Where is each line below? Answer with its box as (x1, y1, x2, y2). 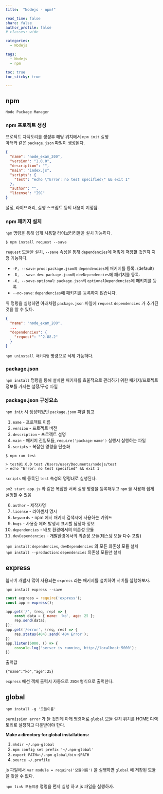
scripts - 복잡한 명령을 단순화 (12, 443, 71, 449)
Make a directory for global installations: (5, 732, 90, 738)
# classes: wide (5, 30, 38, 35)
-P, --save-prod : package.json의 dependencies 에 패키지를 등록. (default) (12, 265, 155, 271)
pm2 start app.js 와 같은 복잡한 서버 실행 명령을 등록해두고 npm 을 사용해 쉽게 (5, 486, 155, 491)
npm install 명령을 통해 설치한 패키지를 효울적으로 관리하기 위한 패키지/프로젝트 (5, 377, 159, 383)
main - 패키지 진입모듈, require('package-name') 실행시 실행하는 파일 (12, 438, 146, 443)
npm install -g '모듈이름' (5, 707, 56, 712)
